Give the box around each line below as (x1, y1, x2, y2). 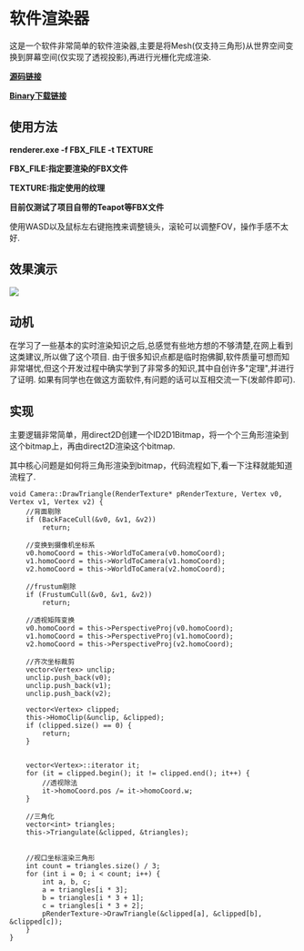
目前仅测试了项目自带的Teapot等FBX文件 (9, 201, 165, 212)
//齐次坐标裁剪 (25, 657, 76, 667)
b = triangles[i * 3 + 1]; (42, 894, 145, 903)
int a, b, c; (42, 877, 92, 887)
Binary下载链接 (9, 90, 67, 101)
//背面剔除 (25, 507, 62, 517)
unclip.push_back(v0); (25, 673, 112, 683)
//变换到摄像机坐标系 (25, 541, 96, 551)
